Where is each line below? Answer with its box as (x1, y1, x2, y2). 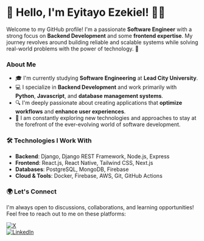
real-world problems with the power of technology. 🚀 (6, 45, 139, 52)
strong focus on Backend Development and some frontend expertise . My (6, 32, 193, 39)
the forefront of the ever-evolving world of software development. (15, 121, 181, 128)
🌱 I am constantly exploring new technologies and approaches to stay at (15, 114, 197, 122)
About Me (6, 60, 37, 69)
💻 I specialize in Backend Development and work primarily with (15, 83, 177, 91)
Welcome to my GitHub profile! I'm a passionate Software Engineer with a (6, 26, 192, 33)
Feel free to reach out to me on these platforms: (6, 210, 126, 217)
